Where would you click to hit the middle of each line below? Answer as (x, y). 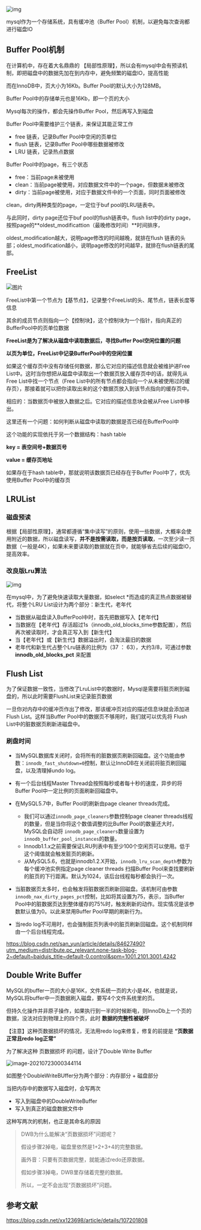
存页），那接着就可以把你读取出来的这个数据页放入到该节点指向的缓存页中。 (99, 388)
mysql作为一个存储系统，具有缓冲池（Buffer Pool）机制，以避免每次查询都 (98, 22)
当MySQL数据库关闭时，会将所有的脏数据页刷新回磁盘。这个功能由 (97, 755)
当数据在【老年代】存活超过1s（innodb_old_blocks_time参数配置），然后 (103, 624)
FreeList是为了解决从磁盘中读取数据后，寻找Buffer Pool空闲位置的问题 (94, 340)
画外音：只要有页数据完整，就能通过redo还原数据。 (84, 1159)
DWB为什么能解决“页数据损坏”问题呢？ (69, 1134)
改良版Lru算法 (26, 571)
